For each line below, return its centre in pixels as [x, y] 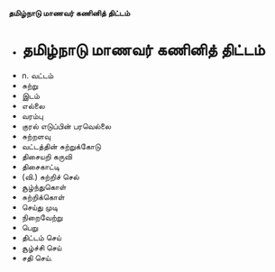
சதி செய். [37, 258]
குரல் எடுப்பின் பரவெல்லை [66, 126]
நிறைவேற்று [42, 217]
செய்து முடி [40, 207]
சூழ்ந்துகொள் [44, 186]
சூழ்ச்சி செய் [41, 248]
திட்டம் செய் [41, 237]
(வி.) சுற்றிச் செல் [50, 177]
